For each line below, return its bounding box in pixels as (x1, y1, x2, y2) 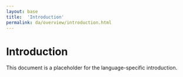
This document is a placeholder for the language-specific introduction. (6, 64, 178, 71)
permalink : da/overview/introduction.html (6, 19, 112, 25)
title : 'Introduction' (6, 14, 65, 20)
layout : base (6, 8, 38, 15)
